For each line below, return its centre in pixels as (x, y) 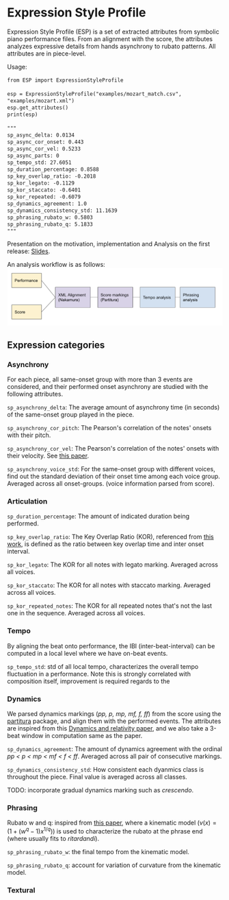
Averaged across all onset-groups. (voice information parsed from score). (111, 484)
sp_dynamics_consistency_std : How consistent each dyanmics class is (106, 769)
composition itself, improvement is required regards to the (89, 681)
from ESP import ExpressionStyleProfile (66, 80)
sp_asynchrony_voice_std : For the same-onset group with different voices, (111, 469)
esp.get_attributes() (38, 108)
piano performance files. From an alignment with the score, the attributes (110, 38)
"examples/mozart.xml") (41, 101)
